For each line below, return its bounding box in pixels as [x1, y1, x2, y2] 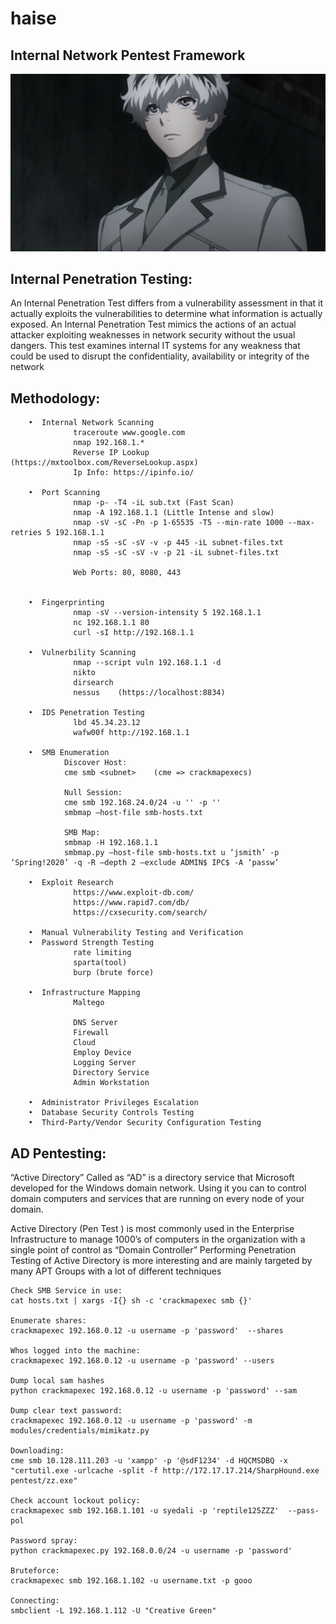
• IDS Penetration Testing [28, 708, 145, 718]
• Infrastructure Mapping [28, 988, 141, 998]
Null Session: [63, 788, 123, 798]
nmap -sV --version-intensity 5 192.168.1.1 [73, 608, 262, 618]
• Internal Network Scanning [28, 418, 155, 428]
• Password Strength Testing [28, 938, 155, 948]
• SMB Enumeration [28, 748, 110, 758]
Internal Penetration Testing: [10, 270, 193, 287]
